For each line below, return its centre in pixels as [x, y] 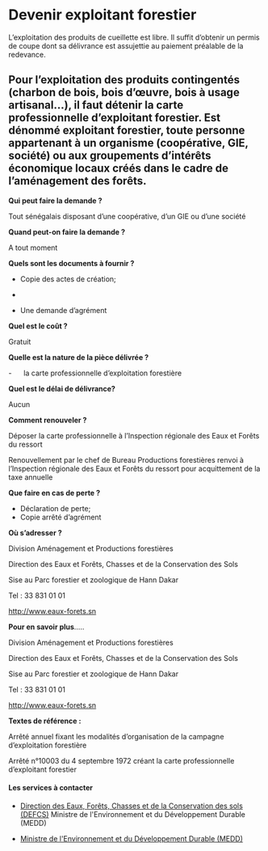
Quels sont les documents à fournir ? [71, 263]
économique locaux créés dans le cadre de [118, 169]
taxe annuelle [31, 477]
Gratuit [20, 341]
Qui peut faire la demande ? [55, 201]
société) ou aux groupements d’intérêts [110, 156]
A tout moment [33, 248]
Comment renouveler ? [48, 420]
